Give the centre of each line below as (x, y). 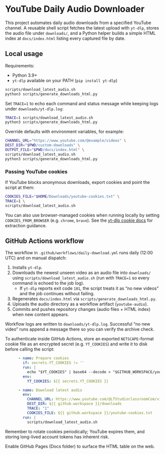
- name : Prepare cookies (43, 358)
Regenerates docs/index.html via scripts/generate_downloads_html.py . (84, 299)
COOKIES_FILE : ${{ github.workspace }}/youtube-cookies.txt (90, 413)
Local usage (24, 54)
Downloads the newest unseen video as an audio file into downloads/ (82, 273)
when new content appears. (41, 315)
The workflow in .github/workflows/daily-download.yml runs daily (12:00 (79, 253)
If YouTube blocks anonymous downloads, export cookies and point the (78, 182)
